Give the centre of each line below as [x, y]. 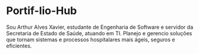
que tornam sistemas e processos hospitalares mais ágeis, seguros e [91, 39]
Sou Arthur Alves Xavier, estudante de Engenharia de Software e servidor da [100, 27]
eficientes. [19, 46]
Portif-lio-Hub [42, 11]
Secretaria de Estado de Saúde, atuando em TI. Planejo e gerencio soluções [99, 33]
